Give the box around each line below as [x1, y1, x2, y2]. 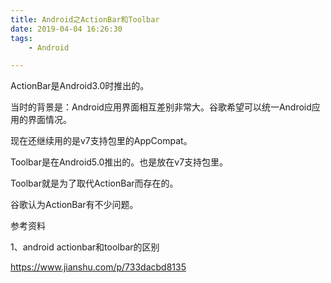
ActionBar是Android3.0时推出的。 [10, 80, 150, 92]
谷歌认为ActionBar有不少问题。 [10, 199, 139, 211]
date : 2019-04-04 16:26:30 [10, 24, 123, 34]
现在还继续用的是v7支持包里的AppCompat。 [10, 135, 193, 147]
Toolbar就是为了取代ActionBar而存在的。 [10, 177, 179, 190]
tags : [10, 33, 33, 43]
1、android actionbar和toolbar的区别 [10, 241, 160, 253]
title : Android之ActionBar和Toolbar [10, 14, 160, 25]
